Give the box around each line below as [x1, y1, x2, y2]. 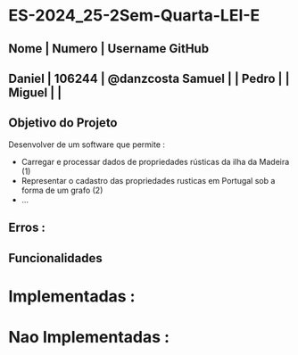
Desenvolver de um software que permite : [8, 139, 166, 150]
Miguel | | [8, 85, 62, 100]
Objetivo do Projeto [8, 115, 118, 130]
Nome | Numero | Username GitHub [8, 41, 210, 56]
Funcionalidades [8, 251, 103, 266]
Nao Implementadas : [8, 326, 170, 347]
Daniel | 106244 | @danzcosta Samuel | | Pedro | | [8, 70, 290, 86]
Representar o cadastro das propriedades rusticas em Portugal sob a [21, 175, 276, 186]
